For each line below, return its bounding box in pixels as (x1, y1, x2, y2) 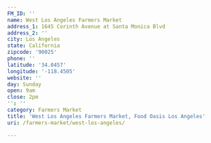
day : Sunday (7, 81, 42, 88)
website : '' (7, 74, 42, 82)
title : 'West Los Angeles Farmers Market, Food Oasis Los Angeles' (7, 113, 206, 120)
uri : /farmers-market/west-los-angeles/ (7, 119, 126, 126)
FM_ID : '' (7, 10, 36, 17)
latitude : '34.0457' (7, 61, 67, 68)
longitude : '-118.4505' (7, 68, 76, 75)
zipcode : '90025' (7, 49, 57, 56)
